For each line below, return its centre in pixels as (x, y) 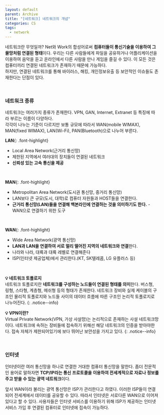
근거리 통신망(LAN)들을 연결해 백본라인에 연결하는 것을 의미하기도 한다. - (81, 205)
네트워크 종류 (20, 101)
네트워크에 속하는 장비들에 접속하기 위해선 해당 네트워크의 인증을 (77, 325)
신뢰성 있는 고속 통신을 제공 (38, 163)
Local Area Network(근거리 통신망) (46, 151)
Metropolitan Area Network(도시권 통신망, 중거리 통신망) (67, 192)
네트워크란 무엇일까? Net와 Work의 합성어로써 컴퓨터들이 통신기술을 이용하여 (78, 47)
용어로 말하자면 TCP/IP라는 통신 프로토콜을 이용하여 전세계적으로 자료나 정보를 (84, 372)
